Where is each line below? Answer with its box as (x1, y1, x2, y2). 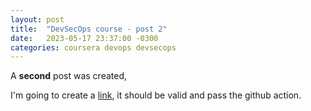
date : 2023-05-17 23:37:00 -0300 (10, 33, 159, 43)
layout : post (10, 14, 65, 25)
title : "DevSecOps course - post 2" (10, 24, 168, 34)
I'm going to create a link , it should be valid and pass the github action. (10, 89, 302, 101)
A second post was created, (10, 70, 128, 82)
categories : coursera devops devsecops (10, 42, 177, 53)
